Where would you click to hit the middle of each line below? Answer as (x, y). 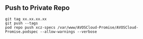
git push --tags (21, 23)
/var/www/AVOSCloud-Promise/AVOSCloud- (98, 27)
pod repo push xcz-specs (30, 27)
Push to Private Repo (37, 8)
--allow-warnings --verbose (68, 32)
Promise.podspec (21, 32)
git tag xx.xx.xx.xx (26, 19)
